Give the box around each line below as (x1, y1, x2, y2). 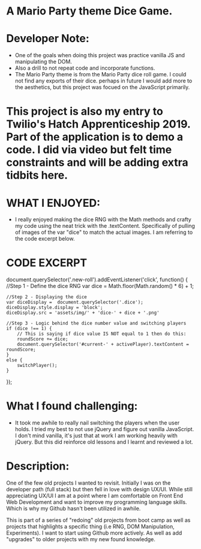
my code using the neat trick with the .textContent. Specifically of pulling (14, 222, 195, 230)
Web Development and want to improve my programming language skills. (6, 498, 187, 506)
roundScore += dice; (17, 336, 68, 342)
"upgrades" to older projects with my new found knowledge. (6, 536, 156, 543)
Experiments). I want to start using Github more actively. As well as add (6, 529, 182, 536)
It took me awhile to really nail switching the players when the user (14, 419, 180, 426)
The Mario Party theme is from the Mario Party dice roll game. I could (14, 71, 187, 78)
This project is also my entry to (6, 105, 163, 118)
